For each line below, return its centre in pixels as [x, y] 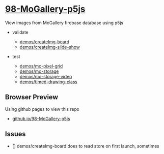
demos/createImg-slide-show [50, 47]
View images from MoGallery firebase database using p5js [64, 23]
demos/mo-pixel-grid [41, 66]
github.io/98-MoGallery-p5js [41, 119]
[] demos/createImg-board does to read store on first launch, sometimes [86, 146]
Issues [15, 134]
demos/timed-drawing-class [48, 82]
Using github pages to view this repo [42, 109]
